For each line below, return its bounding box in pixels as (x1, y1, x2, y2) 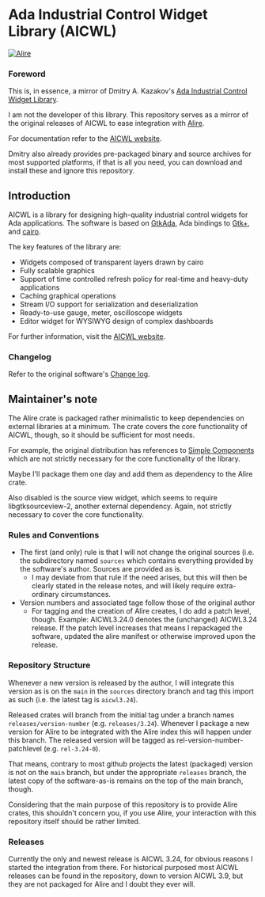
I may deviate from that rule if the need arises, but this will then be (31, 572, 248, 583)
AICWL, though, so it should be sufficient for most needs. (8, 430, 195, 440)
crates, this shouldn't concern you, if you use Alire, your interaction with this (8, 808, 257, 817)
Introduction (8, 188, 71, 203)
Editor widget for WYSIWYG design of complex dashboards (19, 317, 214, 326)
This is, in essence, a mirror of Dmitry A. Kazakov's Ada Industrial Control (8, 86, 248, 96)
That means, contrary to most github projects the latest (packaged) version (8, 758, 253, 769)
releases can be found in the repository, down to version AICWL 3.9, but (8, 871, 244, 880)
